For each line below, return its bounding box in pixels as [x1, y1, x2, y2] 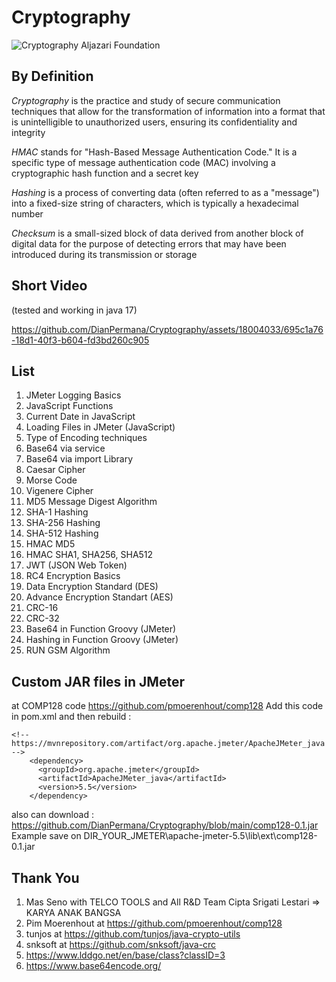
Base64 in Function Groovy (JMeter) [25, 623, 177, 635]
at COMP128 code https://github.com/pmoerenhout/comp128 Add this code [11, 700, 324, 712]
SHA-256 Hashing [25, 517, 101, 529]
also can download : [11, 809, 94, 821]
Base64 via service [25, 442, 106, 455]
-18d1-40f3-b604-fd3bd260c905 [11, 334, 150, 346]
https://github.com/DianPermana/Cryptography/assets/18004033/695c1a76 [11, 323, 324, 335]
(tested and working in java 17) [11, 304, 138, 316]
